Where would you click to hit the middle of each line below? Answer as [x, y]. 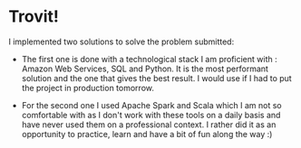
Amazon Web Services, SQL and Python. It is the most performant [145, 69]
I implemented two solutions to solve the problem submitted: [121, 42]
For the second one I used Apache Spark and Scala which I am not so [151, 105]
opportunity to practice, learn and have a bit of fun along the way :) [147, 134]
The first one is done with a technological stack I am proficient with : [149, 59]
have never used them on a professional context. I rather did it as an [149, 125]
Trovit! [34, 17]
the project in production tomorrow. [88, 88]
